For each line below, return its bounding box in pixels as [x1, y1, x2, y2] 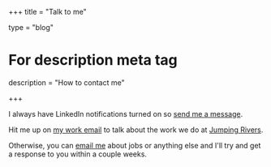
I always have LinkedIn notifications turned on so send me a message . [8, 109, 243, 118]
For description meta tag [8, 51, 179, 70]
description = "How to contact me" [8, 77, 125, 88]
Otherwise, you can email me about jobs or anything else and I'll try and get [8, 140, 261, 150]
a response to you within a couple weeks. [8, 149, 148, 159]
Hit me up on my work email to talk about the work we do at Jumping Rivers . [8, 125, 264, 135]
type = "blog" [8, 23, 54, 32]
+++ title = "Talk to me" [8, 7, 87, 16]
